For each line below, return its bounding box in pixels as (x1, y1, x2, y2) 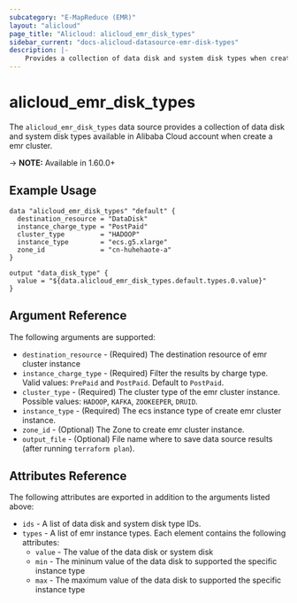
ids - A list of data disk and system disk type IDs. (21, 519, 202, 530)
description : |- (9, 46, 69, 55)
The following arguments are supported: (9, 331, 156, 342)
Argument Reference (9, 308, 127, 323)
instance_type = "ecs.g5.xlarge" (17, 237, 168, 246)
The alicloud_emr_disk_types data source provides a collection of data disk (9, 121, 286, 132)
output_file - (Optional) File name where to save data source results (21, 433, 273, 444)
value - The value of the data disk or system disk (34, 546, 214, 558)
